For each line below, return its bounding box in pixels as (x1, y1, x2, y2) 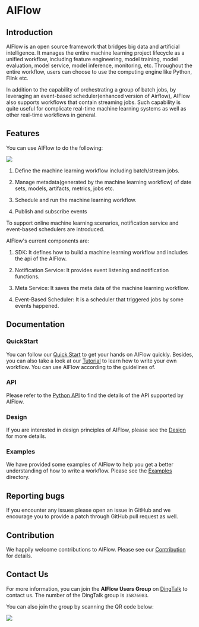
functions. (14, 273, 40, 280)
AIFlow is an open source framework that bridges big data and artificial (6, 43, 180, 50)
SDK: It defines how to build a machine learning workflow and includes (14, 248, 188, 256)
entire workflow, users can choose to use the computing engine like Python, (6, 68, 192, 75)
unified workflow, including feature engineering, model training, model (6, 56, 178, 62)
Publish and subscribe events (14, 207, 87, 215)
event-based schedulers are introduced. (6, 225, 105, 232)
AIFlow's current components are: (6, 237, 90, 244)
